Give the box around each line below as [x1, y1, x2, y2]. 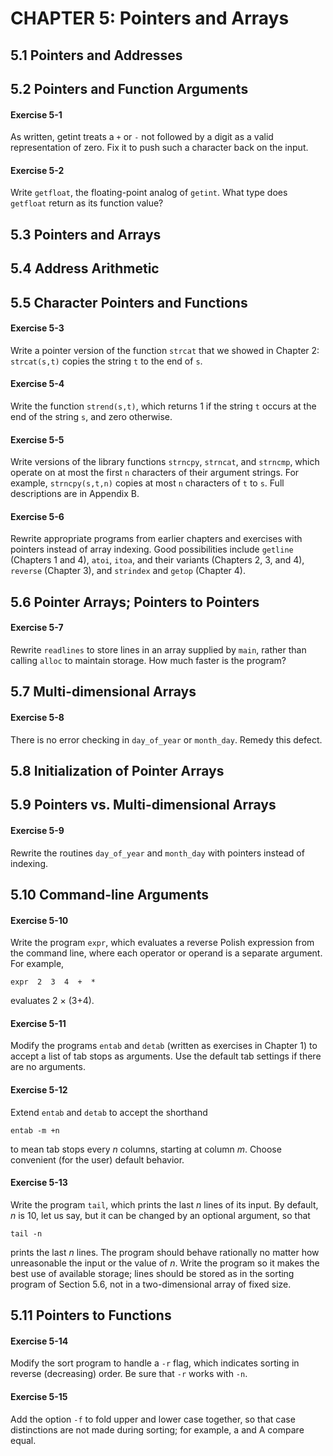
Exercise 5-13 [10, 1177, 68, 1189]
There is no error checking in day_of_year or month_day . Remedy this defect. [10, 733, 323, 746]
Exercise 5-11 [10, 1017, 67, 1029]
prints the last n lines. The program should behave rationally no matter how [10, 1246, 320, 1258]
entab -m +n [10, 1125, 60, 1136]
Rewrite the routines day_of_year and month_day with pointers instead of [10, 847, 305, 859]
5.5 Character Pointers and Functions [10, 294, 248, 311]
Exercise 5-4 [10, 378, 65, 390]
